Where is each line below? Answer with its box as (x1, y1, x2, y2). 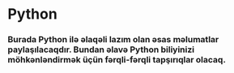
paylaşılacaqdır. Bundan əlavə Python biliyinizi (7, 44, 195, 55)
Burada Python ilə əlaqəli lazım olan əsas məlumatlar (7, 34, 219, 45)
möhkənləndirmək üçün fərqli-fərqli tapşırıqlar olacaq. (7, 54, 226, 66)
